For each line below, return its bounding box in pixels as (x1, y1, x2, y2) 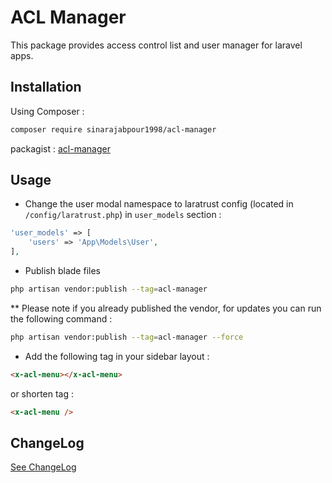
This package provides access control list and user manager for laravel (10, 39, 303, 51)
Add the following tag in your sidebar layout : (24, 350, 210, 362)
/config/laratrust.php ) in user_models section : (24, 209, 222, 221)
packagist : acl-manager (10, 142, 111, 155)
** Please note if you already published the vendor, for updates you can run (10, 302, 322, 314)
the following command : (10, 312, 113, 325)
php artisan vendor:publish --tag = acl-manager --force (10, 332, 244, 342)
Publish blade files (24, 265, 101, 277)
